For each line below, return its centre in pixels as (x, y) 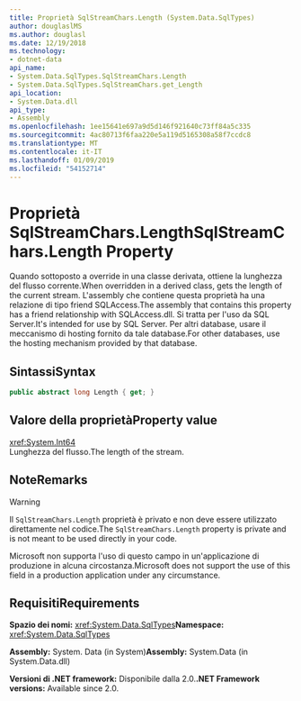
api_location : (36, 93)
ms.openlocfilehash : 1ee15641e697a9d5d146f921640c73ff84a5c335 (130, 127)
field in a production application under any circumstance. (115, 575)
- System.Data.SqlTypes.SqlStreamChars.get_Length (106, 85)
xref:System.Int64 (43, 442)
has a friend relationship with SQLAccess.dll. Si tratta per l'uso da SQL (139, 314)
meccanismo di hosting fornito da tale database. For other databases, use (145, 333)
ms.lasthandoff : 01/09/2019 (62, 160)
